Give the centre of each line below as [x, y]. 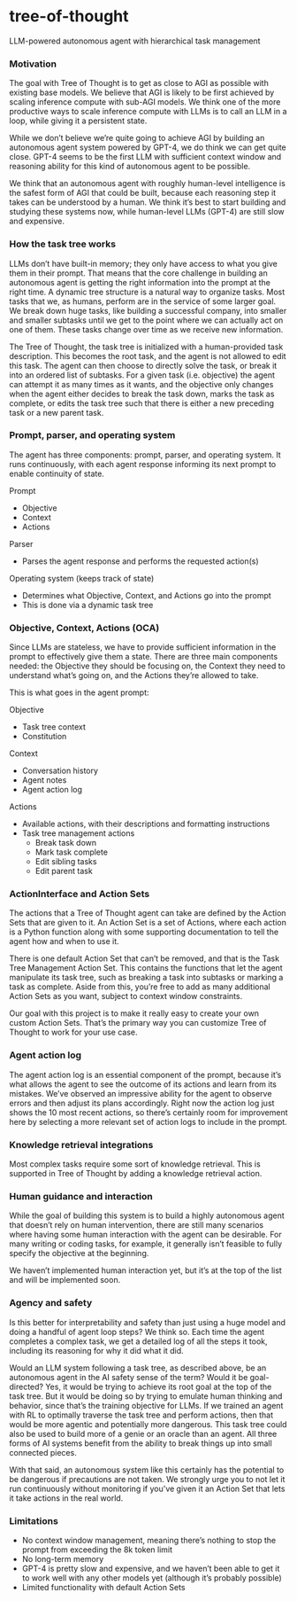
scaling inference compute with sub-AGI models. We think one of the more [145, 102]
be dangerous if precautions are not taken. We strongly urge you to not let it [147, 1479]
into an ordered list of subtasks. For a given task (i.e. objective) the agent [142, 375]
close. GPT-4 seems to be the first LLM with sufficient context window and [145, 157]
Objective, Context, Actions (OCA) [84, 628]
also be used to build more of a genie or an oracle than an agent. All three [143, 1433]
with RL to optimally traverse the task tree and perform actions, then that [141, 1415]
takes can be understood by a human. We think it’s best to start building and [148, 202]
